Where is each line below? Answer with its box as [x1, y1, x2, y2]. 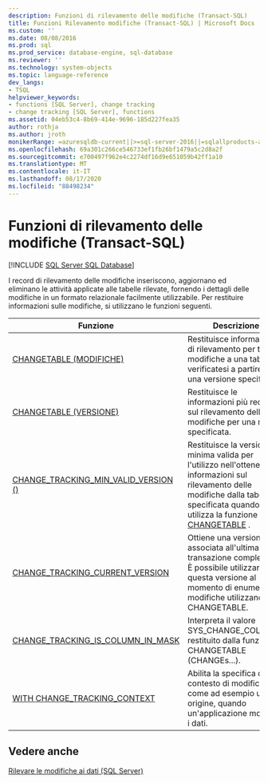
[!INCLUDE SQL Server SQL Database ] [8, 260, 135, 270]
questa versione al [187, 571, 257, 583]
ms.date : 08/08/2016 [8, 34, 77, 42]
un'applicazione [187, 707, 247, 718]
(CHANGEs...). [187, 654, 241, 666]
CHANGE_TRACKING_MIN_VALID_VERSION [12, 474, 174, 485]
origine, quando [187, 698, 247, 709]
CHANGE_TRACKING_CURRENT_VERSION [12, 567, 170, 578]
